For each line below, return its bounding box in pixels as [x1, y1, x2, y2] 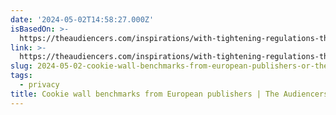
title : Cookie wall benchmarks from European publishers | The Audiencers [10, 89, 329, 99]
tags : [10, 71, 33, 81]
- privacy [19, 80, 60, 90]
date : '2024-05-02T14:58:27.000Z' [10, 14, 155, 25]
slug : [10, 61, 33, 71]
